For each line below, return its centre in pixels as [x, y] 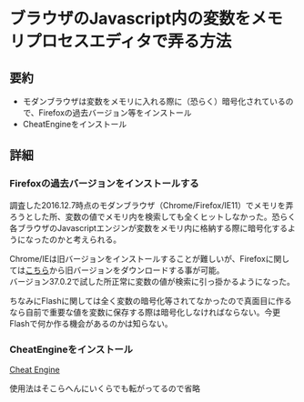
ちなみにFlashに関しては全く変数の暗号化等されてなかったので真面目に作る [151, 300]
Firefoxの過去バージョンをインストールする [104, 184]
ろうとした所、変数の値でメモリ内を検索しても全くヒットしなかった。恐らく [152, 216]
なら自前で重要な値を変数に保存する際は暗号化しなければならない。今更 [145, 312]
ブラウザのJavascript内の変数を [131, 19]
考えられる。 [96, 239]
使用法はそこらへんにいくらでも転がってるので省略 [105, 388]
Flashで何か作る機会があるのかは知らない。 [91, 323]
